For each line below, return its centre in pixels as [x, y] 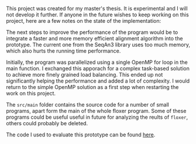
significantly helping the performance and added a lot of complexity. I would [98, 81]
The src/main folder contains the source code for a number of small [88, 104]
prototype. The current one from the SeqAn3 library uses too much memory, [98, 44]
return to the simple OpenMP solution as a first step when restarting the [92, 87]
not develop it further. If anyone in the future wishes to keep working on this [97, 15]
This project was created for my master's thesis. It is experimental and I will [97, 8]
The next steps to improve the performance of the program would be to [92, 32]
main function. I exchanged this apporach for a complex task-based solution [98, 68]
